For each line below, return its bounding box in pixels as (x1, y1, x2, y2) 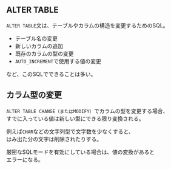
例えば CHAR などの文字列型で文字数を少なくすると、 (6, 128, 135, 135)
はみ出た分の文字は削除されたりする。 (6, 135, 102, 142)
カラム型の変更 (6, 90, 62, 100)
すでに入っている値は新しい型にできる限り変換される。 (6, 115, 144, 122)
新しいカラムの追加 (15, 42, 64, 49)
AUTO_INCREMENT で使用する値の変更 (15, 57, 102, 64)
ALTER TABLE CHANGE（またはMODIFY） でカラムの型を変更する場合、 (6, 107, 169, 114)
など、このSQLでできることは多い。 (6, 70, 96, 78)
